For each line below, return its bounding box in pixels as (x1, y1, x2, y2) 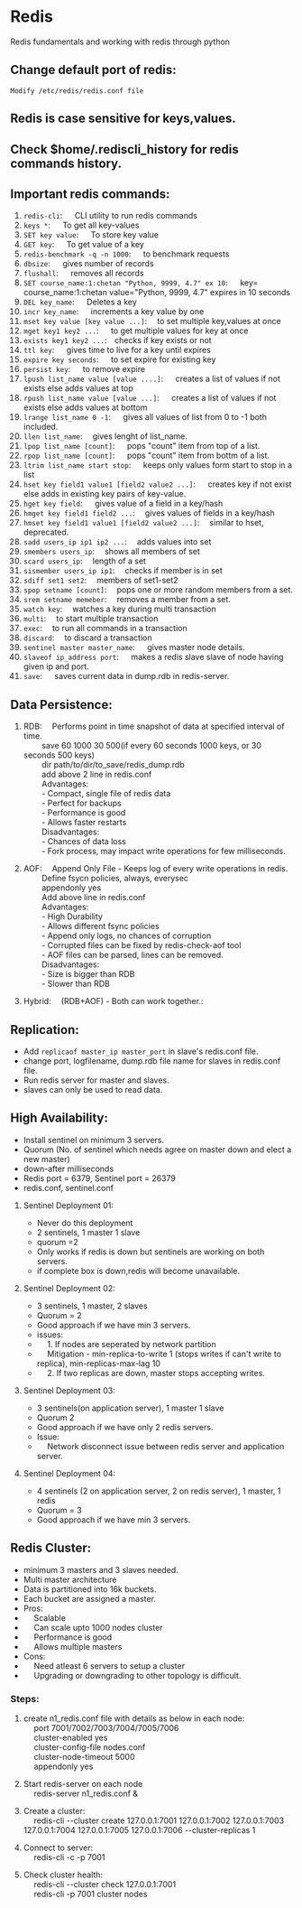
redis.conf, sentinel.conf (23, 1182, 114, 1193)
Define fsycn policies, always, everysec (41, 873, 188, 884)
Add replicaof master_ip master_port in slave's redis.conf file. (23, 1046, 260, 1056)
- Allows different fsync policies (41, 921, 160, 932)
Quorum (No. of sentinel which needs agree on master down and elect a (23, 1144, 292, 1155)
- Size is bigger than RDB (41, 969, 135, 980)
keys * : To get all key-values (23, 219, 140, 231)
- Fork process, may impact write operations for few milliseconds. (41, 846, 287, 857)
